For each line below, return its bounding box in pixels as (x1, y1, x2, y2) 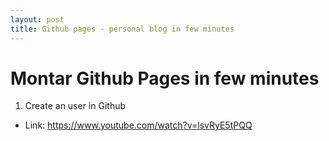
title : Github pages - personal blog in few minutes (10, 24, 235, 34)
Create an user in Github (24, 100, 127, 112)
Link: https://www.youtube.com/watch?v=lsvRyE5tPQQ (24, 119, 253, 131)
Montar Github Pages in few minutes (10, 67, 320, 90)
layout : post (10, 14, 65, 25)
